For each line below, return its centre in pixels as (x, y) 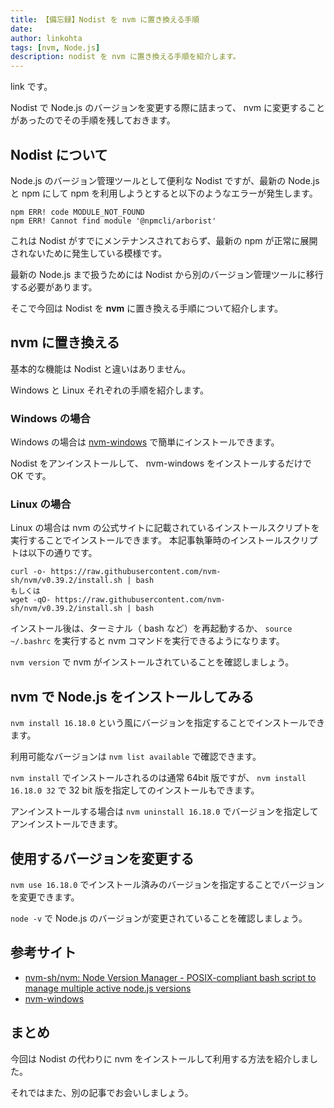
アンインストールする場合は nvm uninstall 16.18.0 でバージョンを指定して (164, 812)
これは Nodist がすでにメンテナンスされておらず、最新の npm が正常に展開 (164, 240)
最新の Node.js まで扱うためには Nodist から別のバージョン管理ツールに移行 (167, 274)
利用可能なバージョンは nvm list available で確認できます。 (136, 757)
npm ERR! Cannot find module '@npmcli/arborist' (113, 221)
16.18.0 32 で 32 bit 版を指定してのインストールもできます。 (135, 790)
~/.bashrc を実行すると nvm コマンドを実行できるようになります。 (147, 641)
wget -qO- (31, 600)
